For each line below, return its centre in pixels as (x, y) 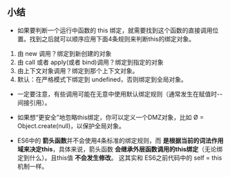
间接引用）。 (34, 103)
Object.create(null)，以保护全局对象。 (71, 125)
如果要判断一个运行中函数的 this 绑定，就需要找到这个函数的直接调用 (115, 30)
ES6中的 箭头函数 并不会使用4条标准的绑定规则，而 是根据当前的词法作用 (120, 140)
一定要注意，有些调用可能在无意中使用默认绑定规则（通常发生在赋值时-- (120, 94)
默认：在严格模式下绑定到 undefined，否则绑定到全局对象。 (102, 79)
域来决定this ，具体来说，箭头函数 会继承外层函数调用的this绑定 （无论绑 (120, 149)
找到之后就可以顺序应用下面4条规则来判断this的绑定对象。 (112, 39)
